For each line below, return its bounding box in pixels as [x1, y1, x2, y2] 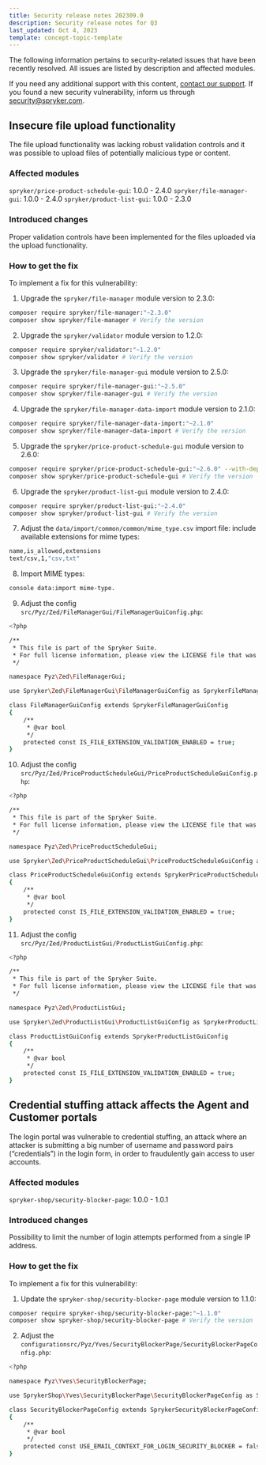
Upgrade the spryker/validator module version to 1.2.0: [20, 330, 204, 340]
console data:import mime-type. [9, 585, 115, 592]
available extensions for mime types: [20, 532, 140, 542]
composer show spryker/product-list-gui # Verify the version [9, 509, 218, 517]
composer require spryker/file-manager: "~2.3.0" [9, 309, 172, 316]
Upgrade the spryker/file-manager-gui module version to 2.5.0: [20, 367, 229, 377]
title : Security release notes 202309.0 [9, 11, 144, 20]
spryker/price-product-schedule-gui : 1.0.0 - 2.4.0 [9, 186, 172, 195]
